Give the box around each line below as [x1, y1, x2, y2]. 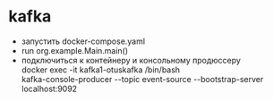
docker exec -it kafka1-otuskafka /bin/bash [21, 64, 181, 75]
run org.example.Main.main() [21, 45, 129, 55]
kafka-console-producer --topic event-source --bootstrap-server [21, 73, 264, 84]
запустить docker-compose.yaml [21, 36, 145, 46]
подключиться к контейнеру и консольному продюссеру [21, 55, 241, 65]
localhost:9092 [21, 83, 78, 94]
